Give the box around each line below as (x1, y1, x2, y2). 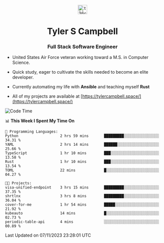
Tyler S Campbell (47, 26, 118, 37)
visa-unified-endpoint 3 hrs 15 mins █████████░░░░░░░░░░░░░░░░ (5, 185, 160, 190)
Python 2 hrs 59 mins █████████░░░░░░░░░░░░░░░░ (5, 134, 160, 138)
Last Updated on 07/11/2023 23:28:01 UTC (5, 232, 91, 238)
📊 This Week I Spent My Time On (5, 118, 75, 124)
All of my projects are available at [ (12, 93, 82, 99)
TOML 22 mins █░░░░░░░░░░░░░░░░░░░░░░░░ (5, 168, 160, 173)
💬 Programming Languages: (5, 129, 58, 135)
